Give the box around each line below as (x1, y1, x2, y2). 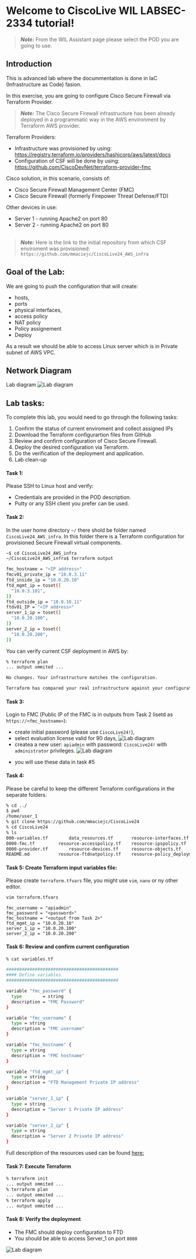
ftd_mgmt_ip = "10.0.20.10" (6, 920, 75, 927)
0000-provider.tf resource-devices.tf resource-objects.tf (6, 846, 181, 852)
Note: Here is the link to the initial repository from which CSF (20, 239, 167, 246)
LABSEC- (140, 4, 186, 18)
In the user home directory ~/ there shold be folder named (6, 527, 146, 534)
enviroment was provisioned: (20, 245, 90, 252)
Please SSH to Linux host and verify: (6, 483, 94, 490)
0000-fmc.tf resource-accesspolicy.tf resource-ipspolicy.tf (6, 841, 187, 847)
